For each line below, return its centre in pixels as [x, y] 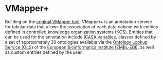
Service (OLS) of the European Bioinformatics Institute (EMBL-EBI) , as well [80, 47]
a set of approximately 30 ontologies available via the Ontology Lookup [76, 42]
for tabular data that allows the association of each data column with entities [81, 26]
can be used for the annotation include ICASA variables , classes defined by [81, 37]
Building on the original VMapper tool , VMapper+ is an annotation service [79, 22]
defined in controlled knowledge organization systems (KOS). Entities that [79, 32]
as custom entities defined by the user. [44, 52]
